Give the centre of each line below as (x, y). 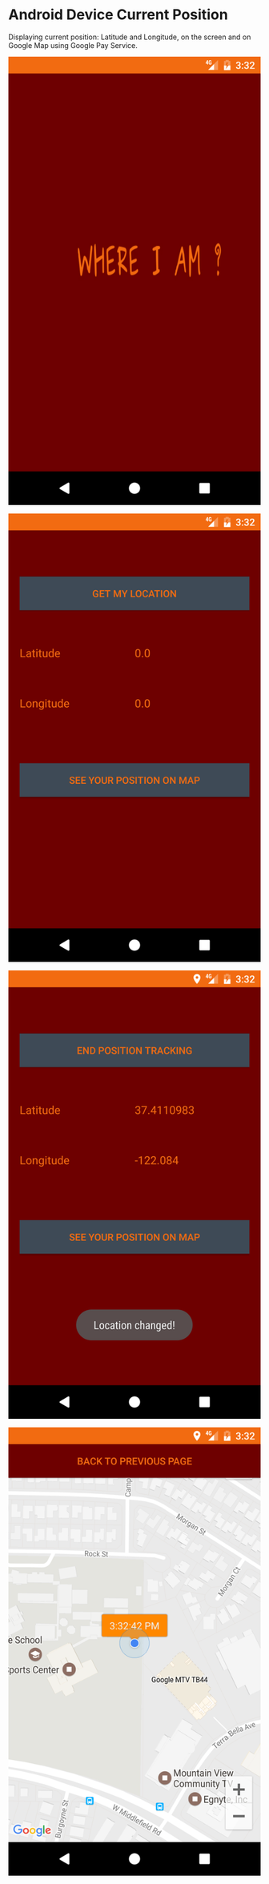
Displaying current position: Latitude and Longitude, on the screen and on (130, 37)
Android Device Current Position (118, 15)
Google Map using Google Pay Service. (73, 45)
